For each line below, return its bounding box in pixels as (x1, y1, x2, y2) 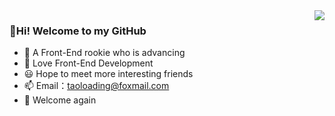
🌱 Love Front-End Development (23, 57, 154, 69)
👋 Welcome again (23, 94, 97, 106)
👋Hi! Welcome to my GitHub (9, 24, 147, 38)
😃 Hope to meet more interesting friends (23, 68, 194, 80)
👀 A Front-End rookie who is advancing (23, 47, 186, 59)
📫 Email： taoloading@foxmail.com (23, 80, 170, 92)
